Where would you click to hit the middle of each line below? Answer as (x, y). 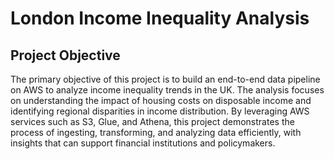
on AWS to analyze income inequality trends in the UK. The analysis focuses (167, 90)
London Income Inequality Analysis (160, 18)
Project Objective (65, 55)
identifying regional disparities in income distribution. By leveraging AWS (160, 111)
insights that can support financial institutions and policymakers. (143, 143)
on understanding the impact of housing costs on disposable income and (161, 100)
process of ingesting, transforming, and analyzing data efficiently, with (156, 132)
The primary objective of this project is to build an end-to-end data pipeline (165, 79)
